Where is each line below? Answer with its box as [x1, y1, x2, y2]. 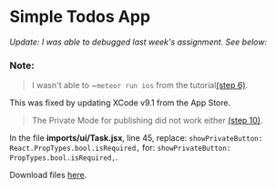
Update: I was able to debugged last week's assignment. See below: [9, 36, 267, 47]
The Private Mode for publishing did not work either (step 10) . [31, 115, 263, 126]
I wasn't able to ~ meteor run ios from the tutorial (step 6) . [31, 80, 249, 91]
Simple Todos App [9, 6, 151, 27]
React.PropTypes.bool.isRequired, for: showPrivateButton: [9, 143, 231, 154]
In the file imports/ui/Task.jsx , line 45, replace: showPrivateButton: [9, 133, 263, 144]
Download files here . [9, 170, 87, 181]
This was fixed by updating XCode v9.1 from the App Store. [9, 97, 230, 108]
